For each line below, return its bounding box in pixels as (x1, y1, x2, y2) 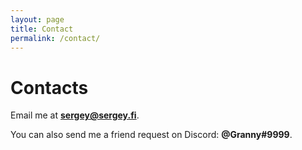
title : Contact (10, 24, 74, 34)
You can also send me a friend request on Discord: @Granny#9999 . (10, 129, 293, 141)
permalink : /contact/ (10, 33, 101, 43)
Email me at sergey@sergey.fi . (10, 109, 140, 121)
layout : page (10, 14, 65, 25)
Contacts (10, 76, 89, 99)
